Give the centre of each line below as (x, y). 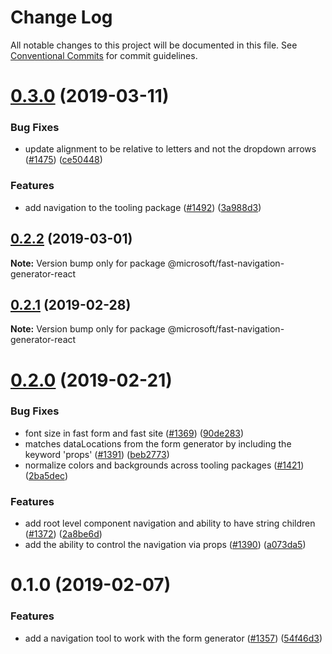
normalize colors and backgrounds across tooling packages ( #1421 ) (164, 465)
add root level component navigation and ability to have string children (170, 523)
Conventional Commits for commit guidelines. (104, 55)
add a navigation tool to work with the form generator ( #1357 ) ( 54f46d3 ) (173, 638)
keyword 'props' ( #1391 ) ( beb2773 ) (97, 454)
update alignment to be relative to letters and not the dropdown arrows (170, 149)
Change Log (61, 17)
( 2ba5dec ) (46, 475)
